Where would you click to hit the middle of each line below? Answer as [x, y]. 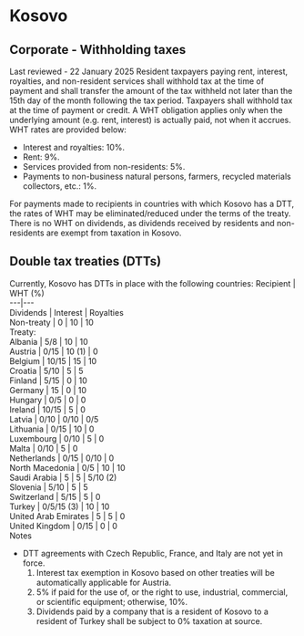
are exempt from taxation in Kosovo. [114, 233]
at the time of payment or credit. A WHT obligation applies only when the [146, 110]
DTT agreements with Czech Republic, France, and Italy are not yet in [153, 553]
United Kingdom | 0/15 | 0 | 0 [64, 526]
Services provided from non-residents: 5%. [104, 167]
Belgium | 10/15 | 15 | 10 [53, 360]
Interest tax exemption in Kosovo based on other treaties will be [155, 572]
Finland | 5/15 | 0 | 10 [49, 381]
